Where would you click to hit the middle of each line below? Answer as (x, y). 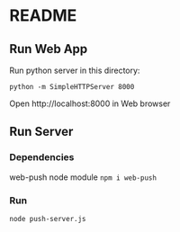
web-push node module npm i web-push (83, 177)
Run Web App (49, 49)
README (43, 16)
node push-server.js (48, 219)
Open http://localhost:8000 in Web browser (90, 103)
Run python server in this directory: (75, 70)
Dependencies (42, 157)
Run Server (41, 132)
